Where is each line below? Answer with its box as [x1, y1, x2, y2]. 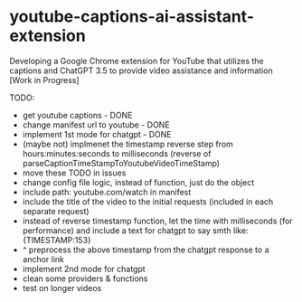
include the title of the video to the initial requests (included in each [22, 196, 274, 207]
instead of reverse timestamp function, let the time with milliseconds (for [22, 215, 293, 226]
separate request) [22, 205, 90, 216]
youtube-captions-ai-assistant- [9, 6, 255, 27]
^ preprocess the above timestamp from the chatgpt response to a [22, 244, 269, 255]
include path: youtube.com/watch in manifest [22, 186, 192, 197]
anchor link [22, 253, 65, 264]
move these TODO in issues [22, 167, 127, 178]
